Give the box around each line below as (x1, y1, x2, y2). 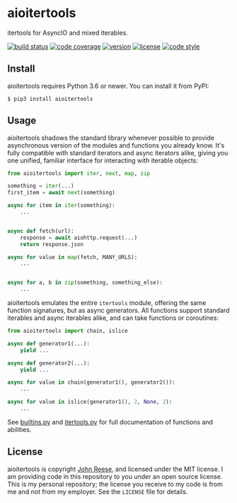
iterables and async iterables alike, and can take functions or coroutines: (7, 314, 219, 322)
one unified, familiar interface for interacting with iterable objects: (7, 156, 198, 165)
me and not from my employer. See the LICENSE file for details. (7, 487, 188, 496)
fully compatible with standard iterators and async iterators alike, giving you (7, 148, 229, 157)
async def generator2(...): (7, 360, 91, 367)
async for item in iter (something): (7, 202, 115, 209)
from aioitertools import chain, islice (7, 328, 129, 335)
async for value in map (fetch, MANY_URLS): (7, 253, 138, 260)
